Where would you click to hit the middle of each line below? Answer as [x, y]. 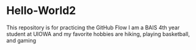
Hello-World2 [41, 11]
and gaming [21, 40]
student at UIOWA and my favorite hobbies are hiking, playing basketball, [98, 34]
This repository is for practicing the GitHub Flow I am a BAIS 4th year [93, 27]
